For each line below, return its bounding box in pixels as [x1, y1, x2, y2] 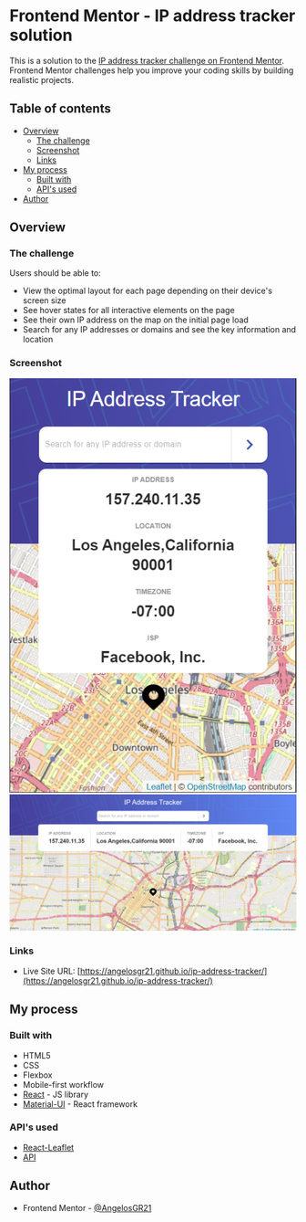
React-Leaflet [22, 1142, 75, 1153]
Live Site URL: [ [22, 965, 81, 976]
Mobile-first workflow [22, 1079, 105, 1090]
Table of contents [9, 101, 111, 117]
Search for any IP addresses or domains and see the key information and [22, 324, 297, 335]
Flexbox [22, 1069, 53, 1080]
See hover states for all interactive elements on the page [22, 305, 235, 316]
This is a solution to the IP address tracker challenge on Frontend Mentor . [9, 55, 285, 66]
